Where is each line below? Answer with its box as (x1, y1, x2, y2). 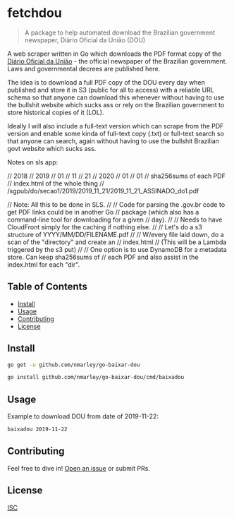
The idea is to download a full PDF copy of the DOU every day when (7, 78, 206, 86)
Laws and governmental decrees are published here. (7, 64, 161, 73)
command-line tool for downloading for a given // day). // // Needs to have (7, 215, 223, 224)
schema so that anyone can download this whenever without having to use (7, 93, 225, 102)
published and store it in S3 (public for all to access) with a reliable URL (7, 85, 215, 94)
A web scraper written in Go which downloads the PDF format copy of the (7, 49, 222, 58)
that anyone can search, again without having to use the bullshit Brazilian (7, 136, 220, 145)
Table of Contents (7, 281, 88, 293)
